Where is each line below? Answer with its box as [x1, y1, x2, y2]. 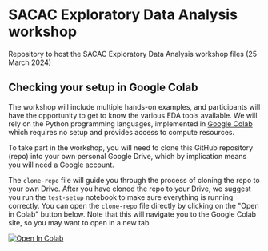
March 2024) [8, 58, 52, 67]
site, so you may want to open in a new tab [8, 217, 150, 227]
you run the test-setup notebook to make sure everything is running [8, 192, 234, 201]
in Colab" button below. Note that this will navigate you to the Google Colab [8, 209, 257, 219]
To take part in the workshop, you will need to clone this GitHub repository [8, 142, 254, 153]
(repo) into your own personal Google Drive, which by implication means [8, 151, 247, 161]
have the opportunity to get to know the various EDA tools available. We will [8, 110, 258, 120]
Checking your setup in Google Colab [8, 81, 198, 94]
